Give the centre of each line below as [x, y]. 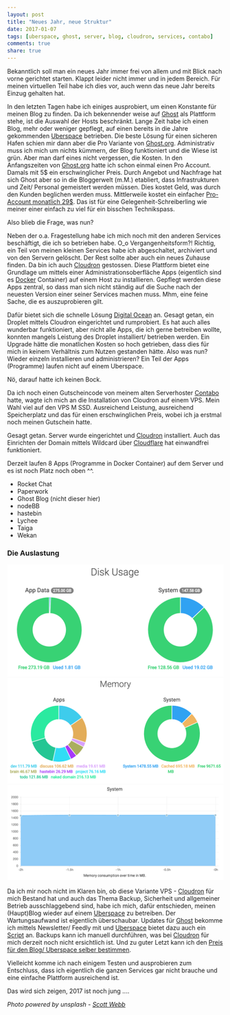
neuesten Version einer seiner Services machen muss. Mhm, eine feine [107, 294]
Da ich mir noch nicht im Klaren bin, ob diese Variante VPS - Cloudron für [111, 891]
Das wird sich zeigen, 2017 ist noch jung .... [68, 991]
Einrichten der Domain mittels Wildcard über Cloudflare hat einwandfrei [108, 443]
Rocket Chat [34, 484]
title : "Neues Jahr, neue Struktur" [59, 22]
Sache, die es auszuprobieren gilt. [56, 302]
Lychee [27, 521]
